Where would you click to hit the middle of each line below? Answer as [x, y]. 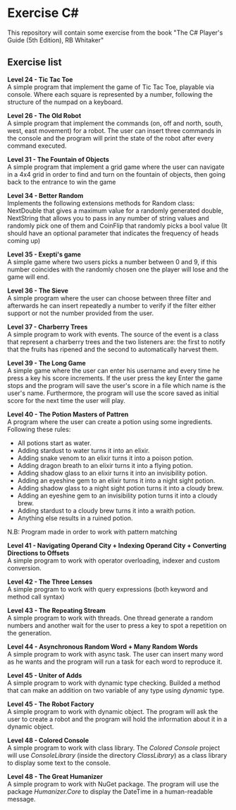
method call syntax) [36, 597]
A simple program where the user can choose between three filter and [109, 298]
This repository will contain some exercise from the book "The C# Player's [115, 33]
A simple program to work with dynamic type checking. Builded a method [114, 683]
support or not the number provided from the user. [80, 313]
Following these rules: [39, 429]
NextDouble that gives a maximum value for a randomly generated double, [116, 211]
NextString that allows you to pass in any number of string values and [108, 218]
